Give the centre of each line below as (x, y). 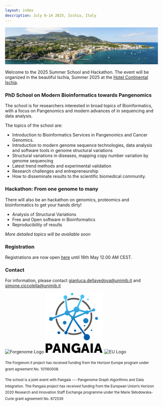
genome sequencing (33, 161)
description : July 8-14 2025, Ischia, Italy (51, 15)
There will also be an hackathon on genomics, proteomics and (67, 199)
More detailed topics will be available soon (48, 234)
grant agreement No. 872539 (39, 399)
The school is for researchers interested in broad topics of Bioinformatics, (79, 106)
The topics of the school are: (34, 126)
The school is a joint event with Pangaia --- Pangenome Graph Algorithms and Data (74, 380)
